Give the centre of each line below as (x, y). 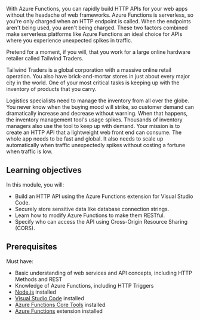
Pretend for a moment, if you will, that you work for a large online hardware (99, 52)
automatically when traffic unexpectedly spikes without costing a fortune (96, 145)
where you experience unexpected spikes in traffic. (69, 40)
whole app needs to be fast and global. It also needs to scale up (85, 139)
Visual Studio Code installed (50, 298)
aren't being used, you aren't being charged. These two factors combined (97, 28)
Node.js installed (36, 292)
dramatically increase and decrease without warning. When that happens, (97, 113)
